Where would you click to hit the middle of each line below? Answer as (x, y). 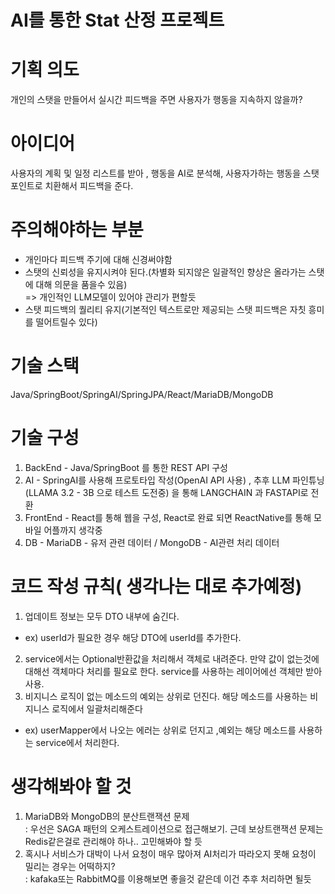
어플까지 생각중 (73, 530)
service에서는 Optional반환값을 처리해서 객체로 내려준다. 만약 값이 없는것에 (172, 658)
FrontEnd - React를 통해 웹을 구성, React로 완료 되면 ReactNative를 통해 (168, 517)
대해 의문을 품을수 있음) (81, 284)
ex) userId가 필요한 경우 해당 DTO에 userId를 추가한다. (133, 637)
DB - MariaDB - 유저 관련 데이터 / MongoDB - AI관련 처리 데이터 (152, 542)
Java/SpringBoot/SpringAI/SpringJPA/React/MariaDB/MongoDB (142, 394)
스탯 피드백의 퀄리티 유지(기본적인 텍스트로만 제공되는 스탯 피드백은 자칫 (165, 309)
